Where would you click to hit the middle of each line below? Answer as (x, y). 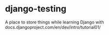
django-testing (36, 9)
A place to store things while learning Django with (54, 22)
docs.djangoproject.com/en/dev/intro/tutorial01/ (53, 27)
